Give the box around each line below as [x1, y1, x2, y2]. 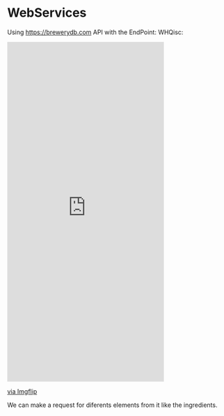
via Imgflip [7, 387, 38, 395]
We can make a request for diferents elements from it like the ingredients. [7, 401, 218, 409]
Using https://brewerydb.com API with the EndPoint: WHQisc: [7, 28, 184, 36]
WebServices [7, 5, 87, 21]
